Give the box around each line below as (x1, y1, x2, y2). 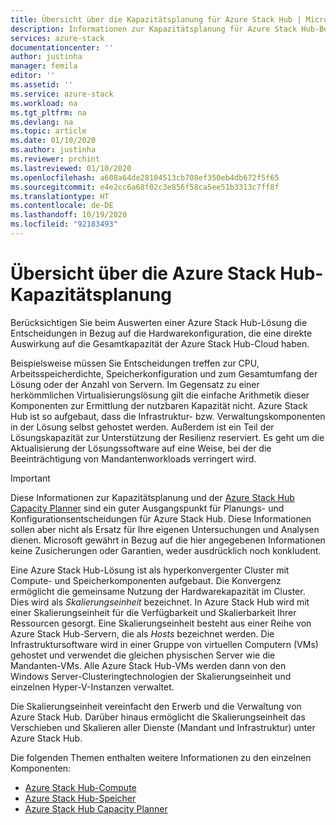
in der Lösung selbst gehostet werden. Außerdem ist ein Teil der (10, 421, 275, 433)
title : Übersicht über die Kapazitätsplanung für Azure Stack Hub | (10, 14, 302, 25)
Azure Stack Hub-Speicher (24, 792, 137, 804)
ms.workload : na (10, 98, 78, 108)
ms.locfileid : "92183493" (10, 219, 118, 230)
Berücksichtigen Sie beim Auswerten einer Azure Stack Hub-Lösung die (10, 316, 308, 328)
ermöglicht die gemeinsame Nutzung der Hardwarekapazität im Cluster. (10, 585, 306, 597)
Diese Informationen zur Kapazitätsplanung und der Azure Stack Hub (10, 491, 295, 503)
